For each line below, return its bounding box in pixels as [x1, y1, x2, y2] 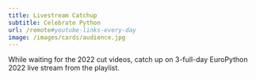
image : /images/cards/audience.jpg [8, 33, 126, 42]
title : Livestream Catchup [8, 11, 97, 20]
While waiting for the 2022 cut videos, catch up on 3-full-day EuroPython [8, 55, 248, 64]
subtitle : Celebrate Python [8, 19, 101, 27]
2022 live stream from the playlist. [8, 64, 120, 73]
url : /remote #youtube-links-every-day [8, 26, 136, 34]
